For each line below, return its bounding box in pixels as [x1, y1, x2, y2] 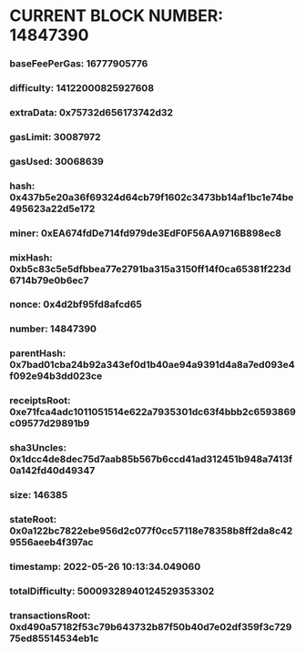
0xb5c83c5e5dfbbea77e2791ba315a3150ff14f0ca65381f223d [9, 262, 291, 275]
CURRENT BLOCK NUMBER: [9, 5, 224, 26]
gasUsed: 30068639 [9, 155, 105, 168]
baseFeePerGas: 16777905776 [9, 57, 148, 70]
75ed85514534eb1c [9, 632, 99, 645]
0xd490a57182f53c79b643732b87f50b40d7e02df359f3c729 [9, 620, 292, 633]
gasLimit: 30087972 [9, 130, 102, 143]
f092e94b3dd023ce [9, 370, 103, 382]
